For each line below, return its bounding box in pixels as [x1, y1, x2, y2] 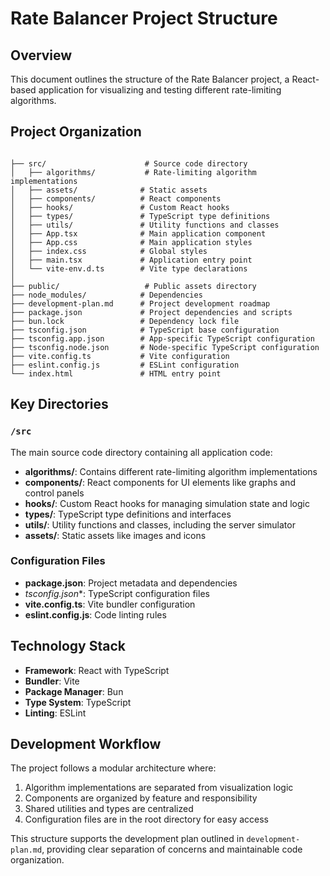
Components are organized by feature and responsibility [24, 792, 258, 804]
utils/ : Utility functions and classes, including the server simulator [24, 518, 296, 531]
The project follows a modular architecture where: [10, 762, 217, 774]
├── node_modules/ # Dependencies [10, 290, 203, 300]
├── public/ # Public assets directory [10, 281, 257, 291]
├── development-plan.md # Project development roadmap [10, 298, 271, 309]
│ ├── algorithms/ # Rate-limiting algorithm [10, 167, 257, 177]
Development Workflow [10, 736, 162, 752]
